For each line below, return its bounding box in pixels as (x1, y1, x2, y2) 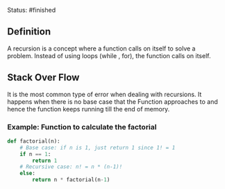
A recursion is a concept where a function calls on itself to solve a (7, 44, 196, 53)
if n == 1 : (19, 150, 51, 158)
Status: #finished (7, 6, 56, 14)
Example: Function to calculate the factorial (7, 122, 157, 132)
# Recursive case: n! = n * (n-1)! (19, 163, 123, 170)
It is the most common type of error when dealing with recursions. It (7, 90, 202, 98)
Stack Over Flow (7, 72, 80, 84)
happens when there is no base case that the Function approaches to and (7, 97, 218, 106)
